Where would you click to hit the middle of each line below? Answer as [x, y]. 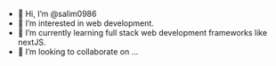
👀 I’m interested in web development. [85, 23]
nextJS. [32, 42]
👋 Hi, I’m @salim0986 [57, 14]
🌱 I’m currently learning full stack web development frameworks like [142, 33]
